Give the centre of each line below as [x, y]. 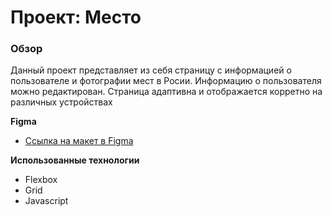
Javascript [46, 201]
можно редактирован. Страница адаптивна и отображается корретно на [166, 92]
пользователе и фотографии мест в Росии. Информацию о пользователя [166, 81]
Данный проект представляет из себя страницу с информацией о [151, 70]
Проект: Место [76, 17]
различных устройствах [61, 102]
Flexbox [41, 180]
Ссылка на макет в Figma [79, 141]
